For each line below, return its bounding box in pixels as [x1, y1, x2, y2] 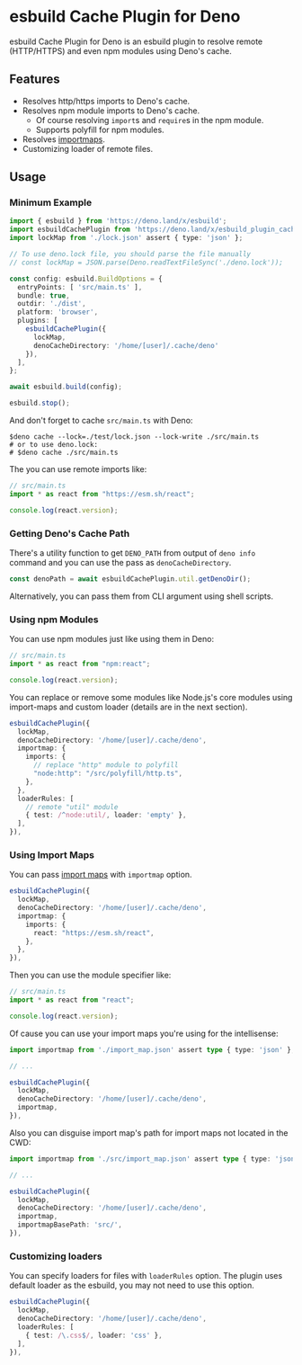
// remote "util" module [25, 802, 119, 811]
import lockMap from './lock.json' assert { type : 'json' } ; [9, 234, 244, 243]
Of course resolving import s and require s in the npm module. [35, 114, 264, 125]
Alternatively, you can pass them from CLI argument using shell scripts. [9, 591, 274, 602]
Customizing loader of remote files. [22, 143, 154, 154]
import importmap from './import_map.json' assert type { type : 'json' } [9, 1045, 292, 1054]
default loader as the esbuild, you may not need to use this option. [9, 1280, 254, 1291]
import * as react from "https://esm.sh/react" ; [9, 489, 195, 498]
